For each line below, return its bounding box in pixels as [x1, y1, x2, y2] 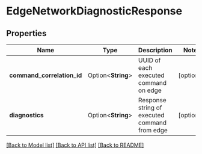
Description [138, 46, 173, 54]
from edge [138, 126, 168, 134]
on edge [138, 86, 162, 94]
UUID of [138, 56, 161, 64]
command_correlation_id [9, 71, 82, 79]
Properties [6, 28, 47, 38]
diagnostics [9, 111, 44, 119]
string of [138, 103, 162, 112]
